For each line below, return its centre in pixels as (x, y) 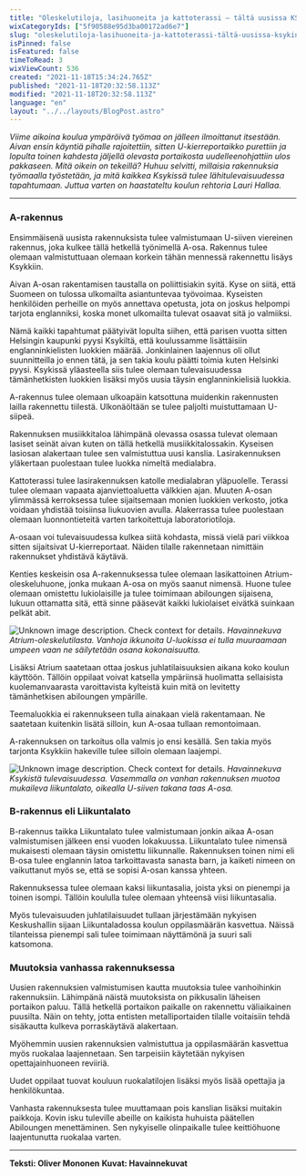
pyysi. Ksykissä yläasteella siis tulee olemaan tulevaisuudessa (126, 369)
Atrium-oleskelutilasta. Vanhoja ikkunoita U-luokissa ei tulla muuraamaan (148, 639)
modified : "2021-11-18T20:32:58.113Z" (83, 94)
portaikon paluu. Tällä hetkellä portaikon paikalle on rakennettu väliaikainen (150, 1007)
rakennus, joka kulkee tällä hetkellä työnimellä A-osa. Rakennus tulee (139, 247)
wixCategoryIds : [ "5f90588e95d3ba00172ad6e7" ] (99, 26)
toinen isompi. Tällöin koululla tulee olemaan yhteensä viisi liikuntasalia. (143, 897)
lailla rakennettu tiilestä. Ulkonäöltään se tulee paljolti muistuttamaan (138, 406)
